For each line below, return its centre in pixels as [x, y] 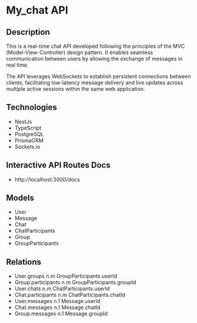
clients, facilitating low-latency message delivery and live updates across [95, 83]
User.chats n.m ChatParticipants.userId [62, 289]
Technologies [32, 108]
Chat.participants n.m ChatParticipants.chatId [70, 295]
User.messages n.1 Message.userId [57, 301]
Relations [24, 262]
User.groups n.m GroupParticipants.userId [66, 276]
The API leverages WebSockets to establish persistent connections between [98, 76]
